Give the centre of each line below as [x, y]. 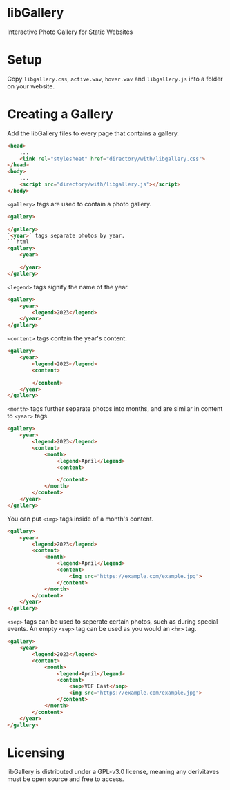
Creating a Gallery [60, 114]
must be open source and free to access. [66, 779]
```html [18, 242]
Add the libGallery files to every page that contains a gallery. [93, 133]
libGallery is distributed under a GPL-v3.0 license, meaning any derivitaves [113, 772]
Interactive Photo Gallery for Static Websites [70, 32]
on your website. [31, 86]
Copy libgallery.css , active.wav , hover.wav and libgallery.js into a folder [115, 79]
